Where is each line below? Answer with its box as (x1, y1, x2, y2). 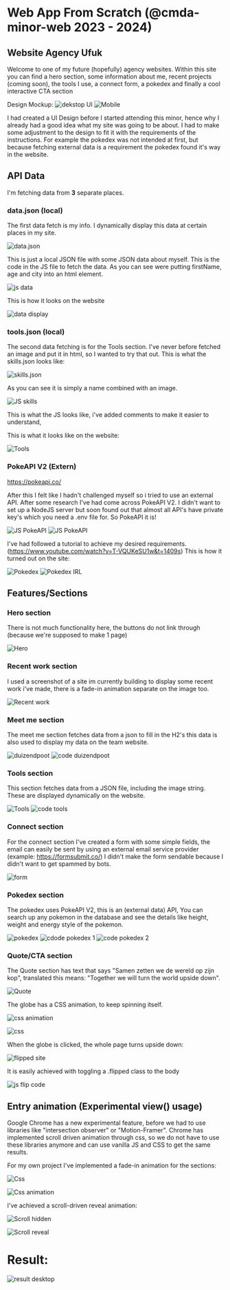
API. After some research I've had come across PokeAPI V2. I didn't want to (7, 498, 221, 507)
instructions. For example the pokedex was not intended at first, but (7, 136, 198, 144)
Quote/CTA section (7, 951, 73, 960)
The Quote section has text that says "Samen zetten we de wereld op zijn (7, 966, 215, 975)
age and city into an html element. (7, 270, 104, 278)
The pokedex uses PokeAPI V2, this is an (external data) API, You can (7, 905, 204, 913)
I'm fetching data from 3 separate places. (7, 188, 124, 197)
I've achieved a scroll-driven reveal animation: (7, 1201, 137, 1209)
